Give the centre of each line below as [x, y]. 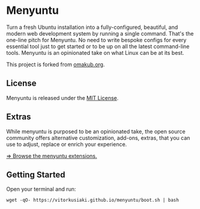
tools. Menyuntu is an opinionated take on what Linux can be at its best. [95, 52]
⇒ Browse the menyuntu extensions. [52, 156]
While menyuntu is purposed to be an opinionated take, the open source [96, 131]
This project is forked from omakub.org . [56, 64]
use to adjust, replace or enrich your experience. [67, 144]
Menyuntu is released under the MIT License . [62, 98]
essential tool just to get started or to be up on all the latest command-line [98, 46]
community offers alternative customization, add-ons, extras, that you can [98, 138]
